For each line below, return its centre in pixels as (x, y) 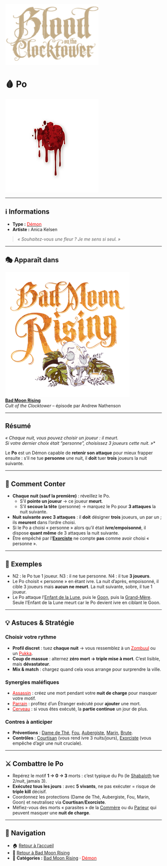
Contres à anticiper (29, 722)
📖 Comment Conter (35, 484)
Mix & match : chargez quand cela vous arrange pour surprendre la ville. (87, 669)
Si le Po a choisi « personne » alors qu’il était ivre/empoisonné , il (79, 528)
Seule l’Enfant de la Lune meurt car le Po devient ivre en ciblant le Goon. (86, 602)
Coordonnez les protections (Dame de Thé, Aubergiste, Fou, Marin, (81, 797)
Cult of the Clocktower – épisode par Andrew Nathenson (63, 405)
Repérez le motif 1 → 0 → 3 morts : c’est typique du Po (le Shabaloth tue (86, 776)
